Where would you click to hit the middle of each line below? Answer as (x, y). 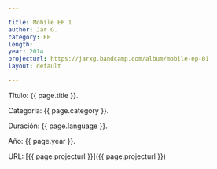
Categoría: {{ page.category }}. (59, 110)
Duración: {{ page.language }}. (58, 126)
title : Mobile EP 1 (40, 22)
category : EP (29, 37)
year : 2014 (26, 52)
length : (21, 44)
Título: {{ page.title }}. (43, 95)
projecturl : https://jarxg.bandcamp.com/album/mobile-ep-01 (109, 59)
